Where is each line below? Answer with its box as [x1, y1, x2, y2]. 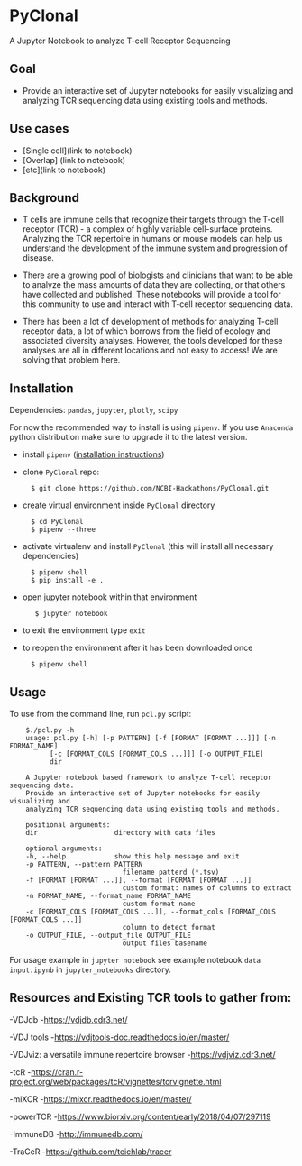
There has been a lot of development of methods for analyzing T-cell [22, 317, 279, 327]
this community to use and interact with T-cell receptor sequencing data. [22, 298, 293, 309]
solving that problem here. [22, 354, 121, 365]
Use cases [9, 121, 69, 136]
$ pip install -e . [31, 576, 104, 585]
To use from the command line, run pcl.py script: [9, 709, 192, 719]
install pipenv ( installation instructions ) [22, 449, 165, 460]
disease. [22, 252, 54, 263]
